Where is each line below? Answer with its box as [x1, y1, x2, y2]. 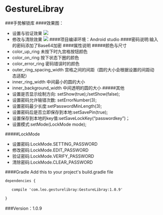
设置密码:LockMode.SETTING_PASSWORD [12, 141, 98, 147]
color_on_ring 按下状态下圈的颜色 [12, 54, 79, 60]
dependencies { [5, 178, 36, 183]
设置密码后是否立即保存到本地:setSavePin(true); [12, 109, 108, 115]
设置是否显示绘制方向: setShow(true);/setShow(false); [12, 91, 120, 97]
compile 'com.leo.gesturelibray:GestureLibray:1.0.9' [11, 187, 123, 192]
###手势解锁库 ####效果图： [5, 20, 64, 26]
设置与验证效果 [12, 30, 42, 36]
